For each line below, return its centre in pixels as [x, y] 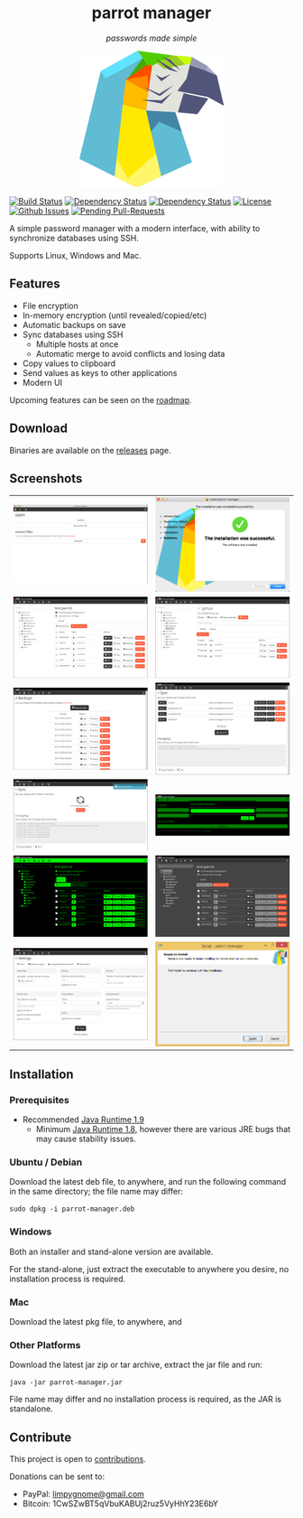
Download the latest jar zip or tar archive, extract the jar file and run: [136, 1365]
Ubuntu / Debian [46, 1162]
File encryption [50, 305]
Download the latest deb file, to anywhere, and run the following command [148, 1182]
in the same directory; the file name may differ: [96, 1192]
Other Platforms [45, 1345]
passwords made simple [151, 38]
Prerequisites [39, 1100]
